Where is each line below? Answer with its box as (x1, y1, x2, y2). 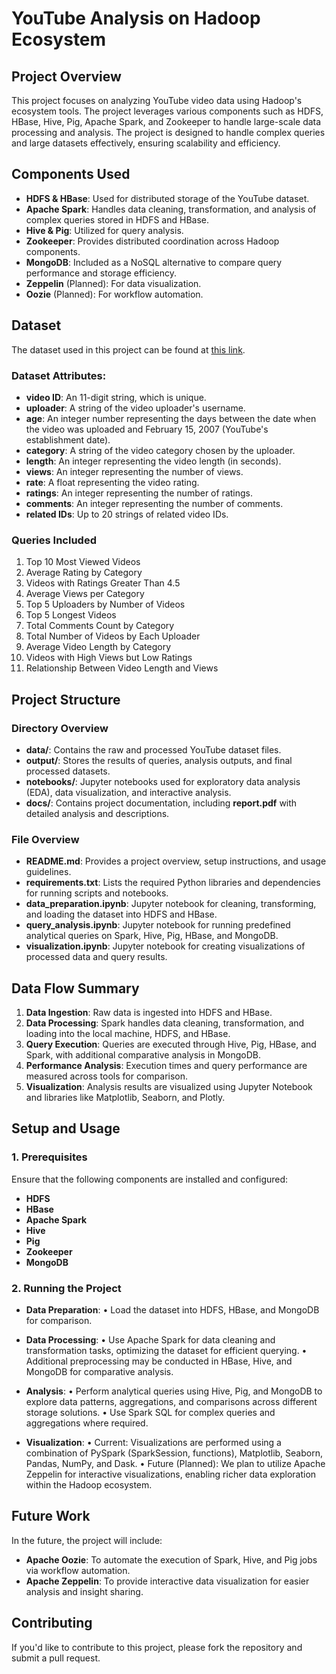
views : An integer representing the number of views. (25, 465, 244, 477)
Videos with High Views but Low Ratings (25, 652, 193, 664)
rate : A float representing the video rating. (25, 476, 200, 488)
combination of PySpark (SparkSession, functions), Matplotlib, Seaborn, (25, 1447, 323, 1459)
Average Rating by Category (25, 567, 143, 579)
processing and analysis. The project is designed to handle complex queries (11, 127, 326, 138)
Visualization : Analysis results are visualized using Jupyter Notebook (25, 1081, 313, 1093)
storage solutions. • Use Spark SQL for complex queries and (25, 1407, 276, 1418)
